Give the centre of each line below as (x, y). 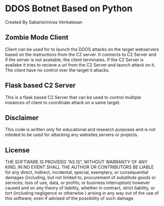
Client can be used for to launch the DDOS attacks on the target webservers (82, 49)
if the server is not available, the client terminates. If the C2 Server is (74, 60)
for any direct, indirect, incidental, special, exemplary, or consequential (77, 172)
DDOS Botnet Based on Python (69, 9)
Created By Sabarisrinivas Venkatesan (44, 22)
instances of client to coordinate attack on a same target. (63, 102)
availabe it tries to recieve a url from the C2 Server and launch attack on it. (80, 65)
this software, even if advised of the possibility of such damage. (70, 198)
